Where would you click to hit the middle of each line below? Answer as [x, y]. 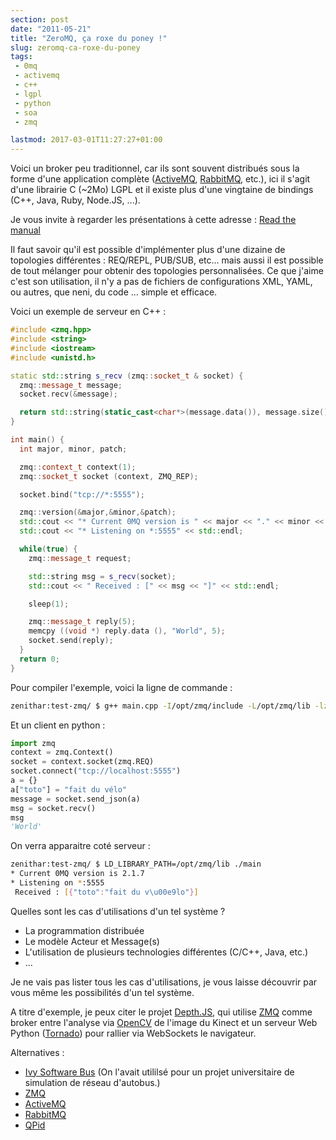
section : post [40, 19]
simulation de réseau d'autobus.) [92, 1082]
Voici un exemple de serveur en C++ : [88, 312]
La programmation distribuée [84, 930]
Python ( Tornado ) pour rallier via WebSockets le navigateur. [133, 1033]
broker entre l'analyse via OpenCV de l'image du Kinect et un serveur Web [164, 1022]
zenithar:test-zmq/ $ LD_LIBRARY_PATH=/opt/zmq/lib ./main [136, 864]
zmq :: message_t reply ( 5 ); [82, 622]
